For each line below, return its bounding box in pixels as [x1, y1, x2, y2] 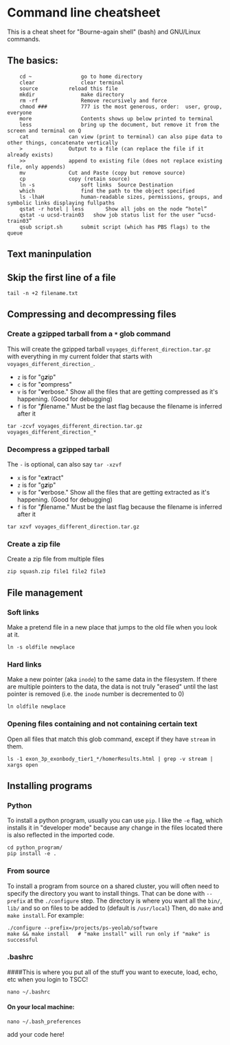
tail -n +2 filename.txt [7, 290, 78, 297]
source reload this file [19, 85, 118, 92]
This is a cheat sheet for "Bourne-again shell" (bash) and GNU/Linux [7, 28, 201, 36]
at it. [7, 630, 20, 638]
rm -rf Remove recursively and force [19, 97, 168, 104]
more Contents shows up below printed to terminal [19, 115, 214, 122]
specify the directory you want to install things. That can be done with [7, 889, 205, 897]
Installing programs [7, 779, 93, 792]
